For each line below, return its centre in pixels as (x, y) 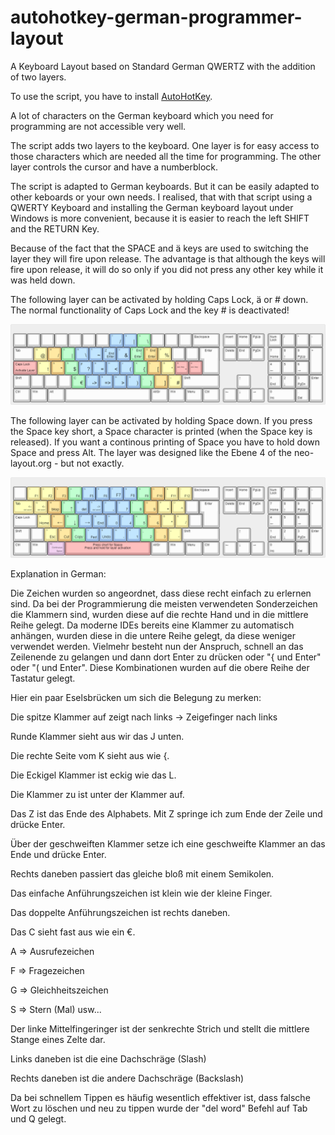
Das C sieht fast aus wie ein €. (73, 932)
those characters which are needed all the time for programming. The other (166, 156)
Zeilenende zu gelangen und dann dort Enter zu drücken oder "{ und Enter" (166, 657)
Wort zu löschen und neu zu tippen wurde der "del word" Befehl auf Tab (159, 1108)
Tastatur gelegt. (43, 678)
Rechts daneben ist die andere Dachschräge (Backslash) (127, 1078)
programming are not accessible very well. (98, 126)
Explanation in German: (58, 573)
